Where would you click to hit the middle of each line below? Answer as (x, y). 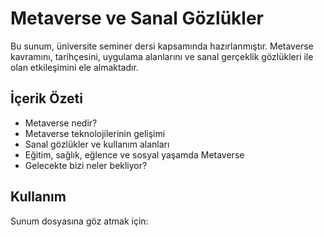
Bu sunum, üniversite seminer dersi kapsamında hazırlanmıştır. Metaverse (162, 46)
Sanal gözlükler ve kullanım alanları (97, 144)
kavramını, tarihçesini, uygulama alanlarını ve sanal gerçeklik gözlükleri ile (162, 56)
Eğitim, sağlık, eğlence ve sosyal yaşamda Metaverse (134, 154)
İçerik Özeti (46, 98)
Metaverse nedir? (61, 123)
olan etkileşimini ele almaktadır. (74, 67)
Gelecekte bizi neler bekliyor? (86, 165)
